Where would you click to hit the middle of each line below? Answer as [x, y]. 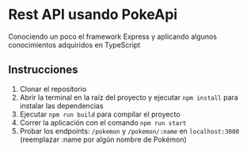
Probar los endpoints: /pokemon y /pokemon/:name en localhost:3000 [129, 131]
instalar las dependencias [61, 105]
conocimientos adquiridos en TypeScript [74, 44]
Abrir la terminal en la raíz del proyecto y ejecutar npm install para [129, 97]
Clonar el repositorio [53, 89]
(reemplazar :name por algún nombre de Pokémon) [103, 139]
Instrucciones [43, 70]
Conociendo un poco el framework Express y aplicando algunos [113, 36]
